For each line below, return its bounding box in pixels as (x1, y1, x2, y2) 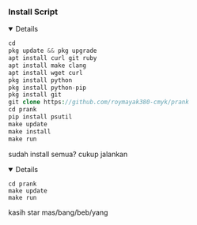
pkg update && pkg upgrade (8, 47, 97, 55)
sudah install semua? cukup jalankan (8, 149, 128, 159)
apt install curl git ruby (8, 54, 97, 62)
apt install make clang (8, 62, 87, 69)
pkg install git (8, 91, 62, 99)
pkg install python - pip (8, 84, 87, 92)
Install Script (8, 6, 59, 17)
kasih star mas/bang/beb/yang (8, 208, 108, 217)
